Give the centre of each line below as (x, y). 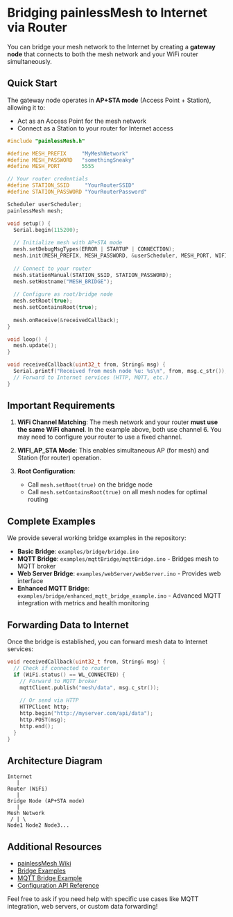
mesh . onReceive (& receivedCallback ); (66, 320)
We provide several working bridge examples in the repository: (97, 538)
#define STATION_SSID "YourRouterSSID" (71, 185)
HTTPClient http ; (45, 707)
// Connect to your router (52, 269)
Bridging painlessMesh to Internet (107, 13)
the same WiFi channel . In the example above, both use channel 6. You (119, 430)
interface (30, 581)
